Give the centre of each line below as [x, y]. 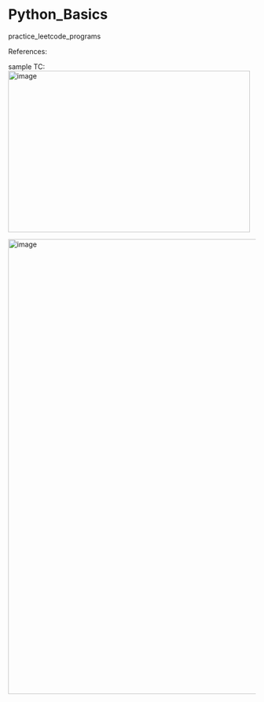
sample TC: [27, 66]
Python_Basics [58, 15]
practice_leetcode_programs [55, 36]
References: [27, 51]
